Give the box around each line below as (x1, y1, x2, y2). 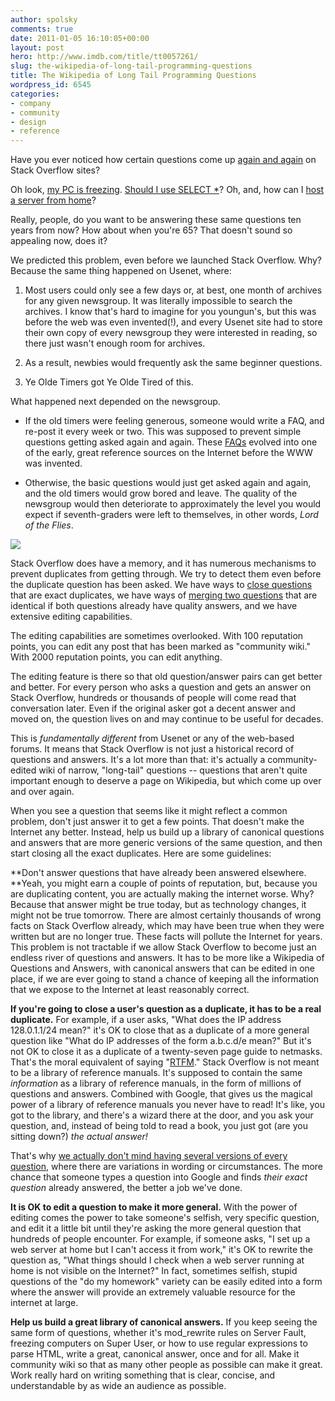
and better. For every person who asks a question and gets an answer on (10, 681, 312, 693)
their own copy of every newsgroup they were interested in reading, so (24, 327, 318, 339)
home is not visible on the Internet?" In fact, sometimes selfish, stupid (10, 1265, 298, 1277)
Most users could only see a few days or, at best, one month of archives (24, 284, 323, 296)
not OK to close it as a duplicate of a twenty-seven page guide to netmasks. (10, 1046, 323, 1058)
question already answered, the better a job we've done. (10, 1182, 243, 1194)
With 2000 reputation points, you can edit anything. (10, 651, 223, 663)
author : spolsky (10, 14, 78, 25)
